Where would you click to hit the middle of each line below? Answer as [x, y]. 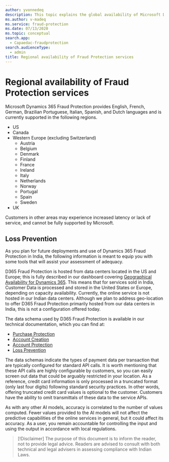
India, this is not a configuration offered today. [53, 309]
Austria [27, 143]
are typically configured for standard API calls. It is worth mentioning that [81, 365]
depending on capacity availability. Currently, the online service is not [77, 293]
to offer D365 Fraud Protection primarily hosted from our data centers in [80, 304]
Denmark [29, 154]
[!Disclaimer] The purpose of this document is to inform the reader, [87, 439]
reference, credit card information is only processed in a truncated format [81, 382]
